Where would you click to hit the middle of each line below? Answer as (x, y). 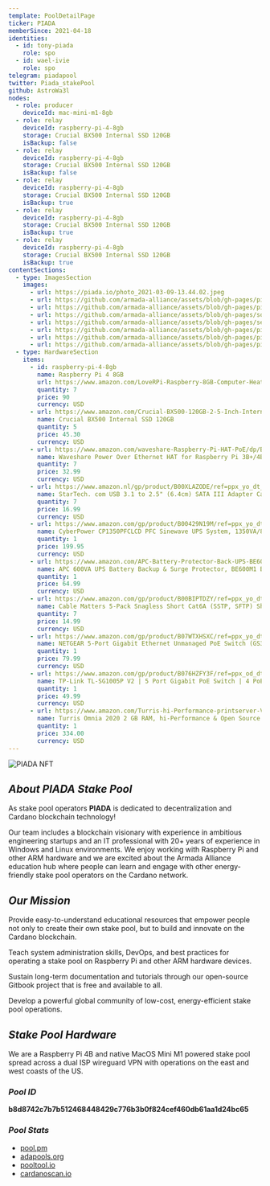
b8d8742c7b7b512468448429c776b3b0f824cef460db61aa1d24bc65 (129, 1110)
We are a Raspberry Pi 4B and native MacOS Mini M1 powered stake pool (129, 1053)
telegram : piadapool (43, 76)
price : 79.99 (59, 659)
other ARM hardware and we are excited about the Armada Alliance (120, 858)
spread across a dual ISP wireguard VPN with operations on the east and (129, 1062)
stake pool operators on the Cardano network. (112, 875)
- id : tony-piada (45, 46)
